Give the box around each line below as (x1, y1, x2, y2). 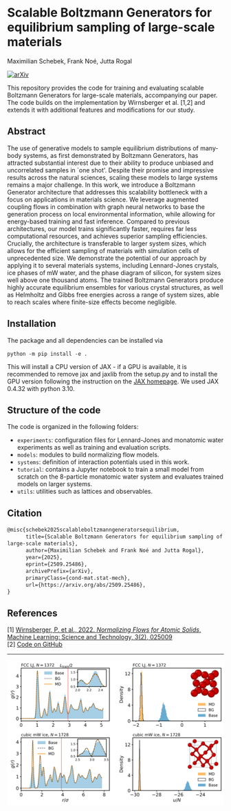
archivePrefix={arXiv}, (25, 568, 94, 575)
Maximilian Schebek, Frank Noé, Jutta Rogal (7, 57, 133, 65)
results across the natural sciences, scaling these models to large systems (7, 173, 218, 181)
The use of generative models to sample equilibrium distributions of (7, 143, 199, 152)
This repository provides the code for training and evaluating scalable (7, 83, 204, 92)
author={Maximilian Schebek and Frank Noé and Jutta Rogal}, (25, 547, 205, 554)
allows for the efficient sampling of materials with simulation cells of (7, 246, 199, 254)
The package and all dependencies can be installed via (7, 336, 164, 344)
